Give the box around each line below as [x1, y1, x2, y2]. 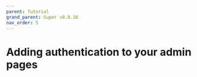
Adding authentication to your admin [6, 45, 192, 59]
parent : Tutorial [6, 8, 49, 15]
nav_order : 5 [6, 20, 39, 25]
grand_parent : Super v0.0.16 [6, 14, 79, 20]
